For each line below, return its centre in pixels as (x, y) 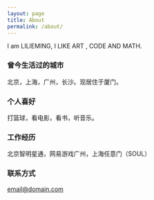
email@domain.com (36, 189)
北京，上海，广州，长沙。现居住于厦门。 (65, 82)
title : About (26, 20)
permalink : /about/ (35, 26)
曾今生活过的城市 (36, 65)
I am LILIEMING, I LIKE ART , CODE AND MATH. (75, 46)
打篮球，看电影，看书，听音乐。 (52, 118)
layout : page (26, 13)
